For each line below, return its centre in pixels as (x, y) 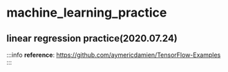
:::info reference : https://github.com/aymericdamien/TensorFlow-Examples (114, 55)
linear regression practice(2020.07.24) (92, 38)
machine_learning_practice (87, 13)
